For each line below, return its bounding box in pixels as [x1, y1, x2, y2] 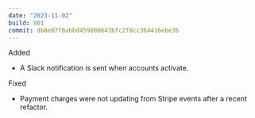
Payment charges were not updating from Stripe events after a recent [19, 94, 248, 104]
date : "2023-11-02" [8, 11, 73, 20]
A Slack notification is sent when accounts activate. [19, 63, 189, 73]
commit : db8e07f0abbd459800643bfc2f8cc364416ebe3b [8, 26, 180, 34]
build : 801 [8, 19, 44, 27]
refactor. [19, 102, 48, 112]
